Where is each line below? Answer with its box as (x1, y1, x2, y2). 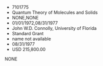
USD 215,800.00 (11, 47, 46, 52)
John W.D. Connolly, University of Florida (11, 25, 97, 31)
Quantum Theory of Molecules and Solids (11, 9, 98, 15)
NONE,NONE (11, 15, 39, 20)
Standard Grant (11, 31, 43, 36)
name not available (11, 36, 51, 42)
